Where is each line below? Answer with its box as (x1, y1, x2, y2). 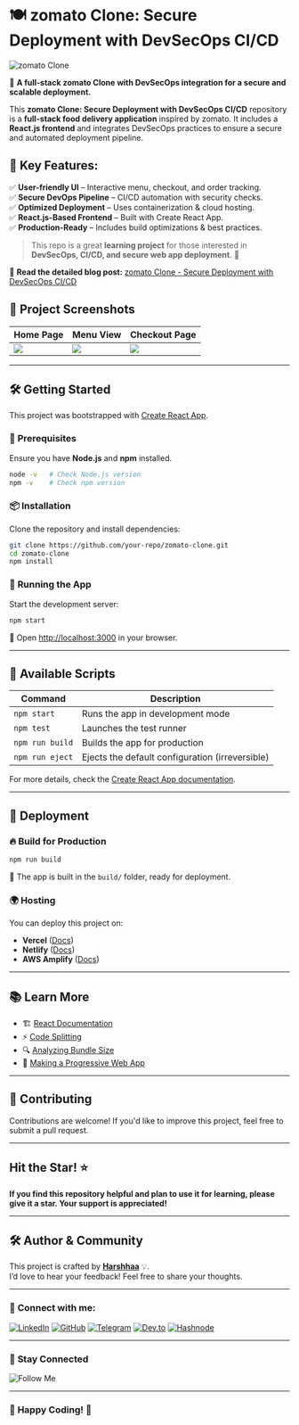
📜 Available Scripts (9, 666, 116, 681)
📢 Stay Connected (9, 1353, 89, 1365)
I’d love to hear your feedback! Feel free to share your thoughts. (9, 1271, 243, 1282)
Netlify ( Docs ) (21, 944, 76, 955)
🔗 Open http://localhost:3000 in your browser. (9, 632, 178, 643)
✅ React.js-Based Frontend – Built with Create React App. (9, 211, 224, 222)
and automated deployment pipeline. (9, 132, 144, 143)
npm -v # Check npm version (9, 478, 125, 487)
